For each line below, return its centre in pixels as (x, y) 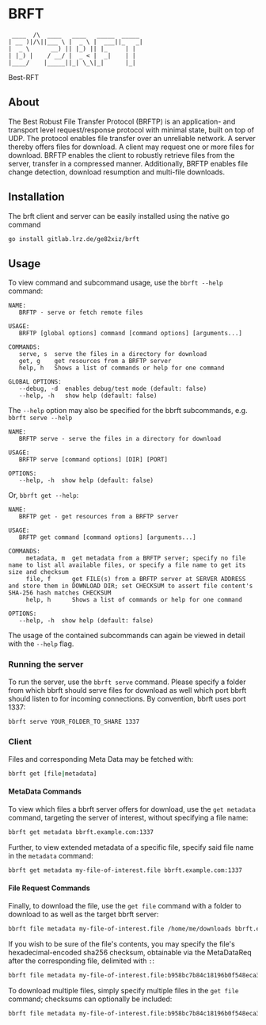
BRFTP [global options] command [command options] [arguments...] (131, 334)
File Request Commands (49, 888)
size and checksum (38, 572)
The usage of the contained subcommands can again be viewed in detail (127, 636)
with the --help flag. (41, 644)
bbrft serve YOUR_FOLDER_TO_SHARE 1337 (74, 721)
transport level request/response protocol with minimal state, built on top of (131, 130)
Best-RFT (24, 77)
